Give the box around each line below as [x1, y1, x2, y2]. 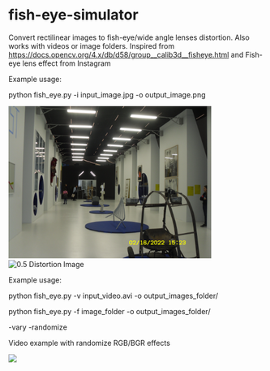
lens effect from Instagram [22, 58, 111, 68]
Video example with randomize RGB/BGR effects [8, 338, 170, 347]
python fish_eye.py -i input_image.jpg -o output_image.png [8, 89, 206, 99]
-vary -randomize [8, 322, 67, 332]
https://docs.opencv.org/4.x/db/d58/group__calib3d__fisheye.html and [8, 50, 244, 59]
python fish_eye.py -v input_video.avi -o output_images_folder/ [8, 291, 219, 300]
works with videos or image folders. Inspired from [8, 41, 175, 50]
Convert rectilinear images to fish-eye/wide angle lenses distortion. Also [8, 32, 250, 42]
